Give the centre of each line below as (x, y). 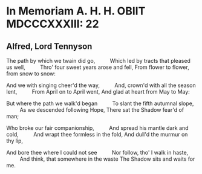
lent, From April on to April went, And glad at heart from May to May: (98, 92)
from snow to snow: (31, 73)
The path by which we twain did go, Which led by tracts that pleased (98, 61)
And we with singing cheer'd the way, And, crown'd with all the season (101, 85)
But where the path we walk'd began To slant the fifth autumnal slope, (100, 103)
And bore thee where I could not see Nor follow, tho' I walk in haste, (97, 153)
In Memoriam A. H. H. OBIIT (76, 11)
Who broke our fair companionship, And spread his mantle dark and (97, 128)
